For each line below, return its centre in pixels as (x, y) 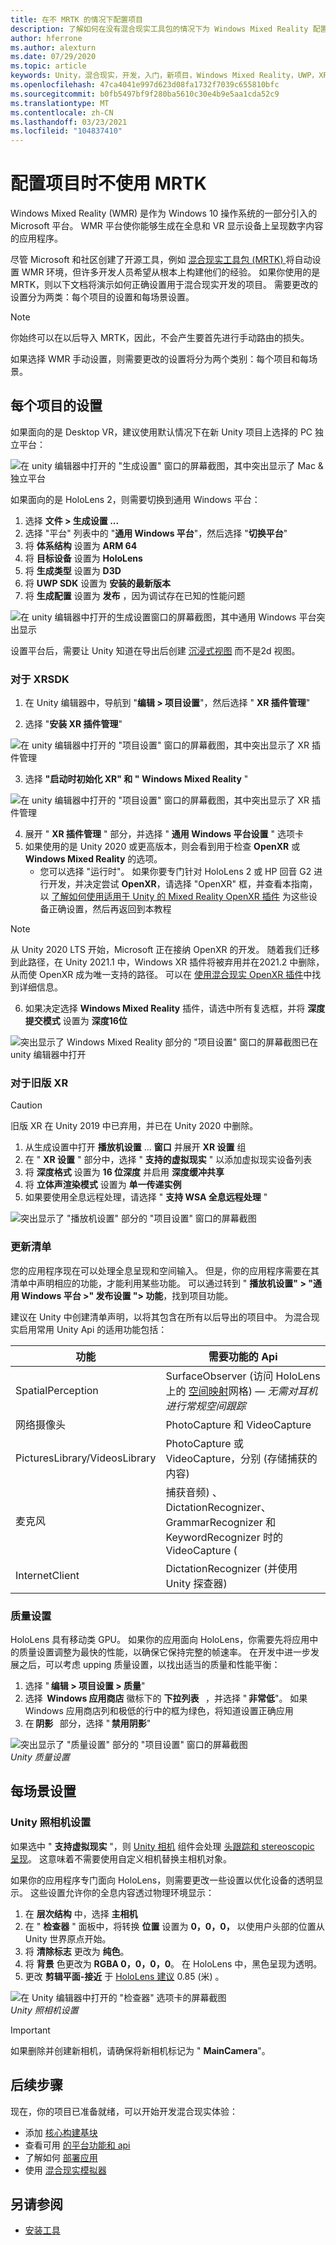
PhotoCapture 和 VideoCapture (238, 1424)
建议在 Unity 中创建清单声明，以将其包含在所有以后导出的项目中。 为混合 (161, 1317)
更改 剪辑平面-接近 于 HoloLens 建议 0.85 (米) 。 (124, 1976)
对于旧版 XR (39, 1083)
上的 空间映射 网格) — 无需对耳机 (241, 1391)
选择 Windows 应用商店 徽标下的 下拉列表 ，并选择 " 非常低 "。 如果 (166, 1698)
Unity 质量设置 (40, 1757)
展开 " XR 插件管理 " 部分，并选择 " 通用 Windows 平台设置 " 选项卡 (164, 834)
